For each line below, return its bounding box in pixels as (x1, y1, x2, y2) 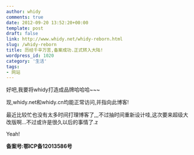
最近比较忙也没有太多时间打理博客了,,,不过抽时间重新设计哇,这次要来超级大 (6, 111, 189, 118)
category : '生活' (6, 58, 47, 64)
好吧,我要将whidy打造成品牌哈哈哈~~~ (6, 86, 101, 93)
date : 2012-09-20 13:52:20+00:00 (6, 20, 89, 25)
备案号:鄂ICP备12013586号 (6, 143, 73, 150)
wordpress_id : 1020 (6, 53, 54, 59)
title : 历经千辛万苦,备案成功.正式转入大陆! (6, 47, 104, 53)
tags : (6, 63, 20, 70)
